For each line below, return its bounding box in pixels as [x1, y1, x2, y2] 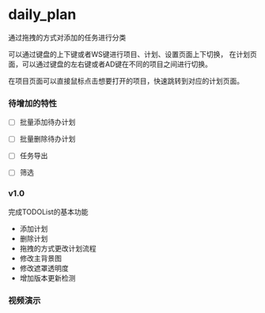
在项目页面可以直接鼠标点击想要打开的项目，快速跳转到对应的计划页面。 [8, 76, 244, 85]
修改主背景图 [19, 253, 62, 262]
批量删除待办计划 [19, 134, 76, 144]
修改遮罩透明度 [19, 263, 69, 273]
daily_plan [8, 6, 77, 24]
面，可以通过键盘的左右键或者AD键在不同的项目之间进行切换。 [8, 59, 212, 69]
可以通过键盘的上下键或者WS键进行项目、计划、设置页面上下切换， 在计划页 [8, 49, 257, 58]
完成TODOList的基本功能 [8, 207, 89, 217]
